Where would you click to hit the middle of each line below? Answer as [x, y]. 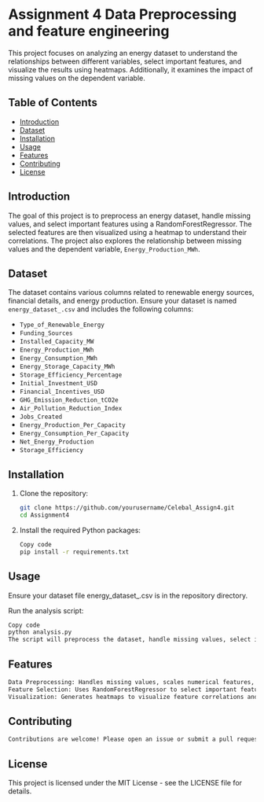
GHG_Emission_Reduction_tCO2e [69, 400]
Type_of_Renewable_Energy [62, 325]
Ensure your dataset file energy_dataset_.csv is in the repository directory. [128, 595]
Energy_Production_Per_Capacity [72, 425]
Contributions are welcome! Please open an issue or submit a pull [121, 739]
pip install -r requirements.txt [74, 552]
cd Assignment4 [44, 515]
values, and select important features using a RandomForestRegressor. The [130, 224]
